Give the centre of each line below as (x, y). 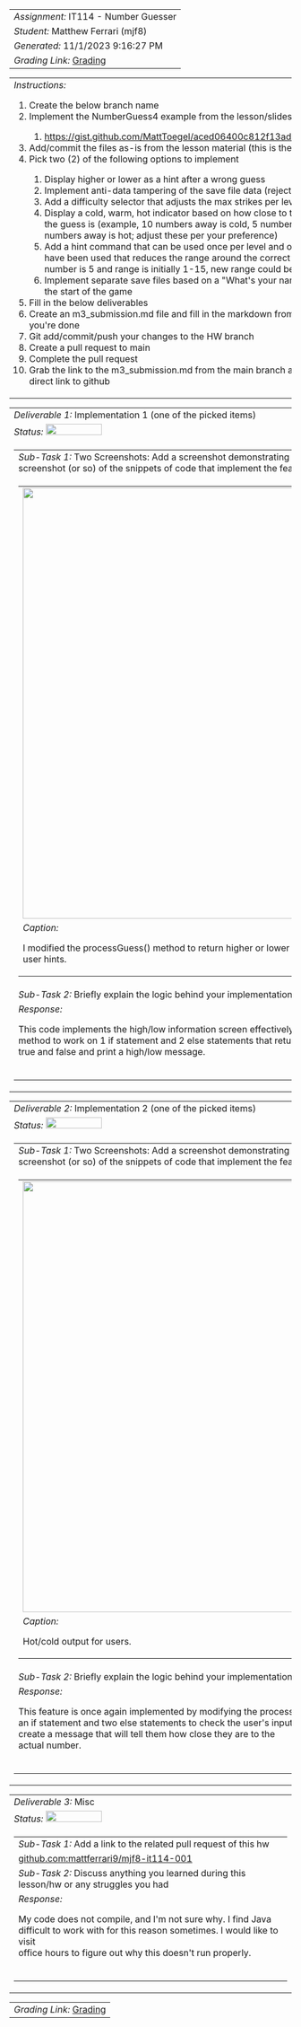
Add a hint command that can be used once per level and (164, 246)
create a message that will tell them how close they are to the (147, 1734)
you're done (55, 325)
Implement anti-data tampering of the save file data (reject (168, 190)
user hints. (45, 959)
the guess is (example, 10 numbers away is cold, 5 (151, 224)
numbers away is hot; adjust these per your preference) (161, 235)
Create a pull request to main (90, 347)
